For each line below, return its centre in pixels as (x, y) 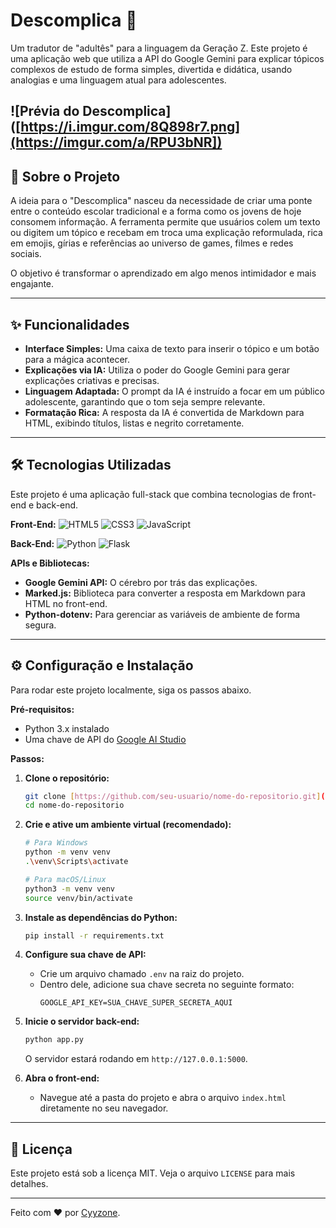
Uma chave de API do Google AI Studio (105, 739)
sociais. (26, 254)
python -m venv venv (67, 852)
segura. (40, 625)
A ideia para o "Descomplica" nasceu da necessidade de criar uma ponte (161, 201)
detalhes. (29, 1184)
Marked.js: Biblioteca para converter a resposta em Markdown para (165, 593)
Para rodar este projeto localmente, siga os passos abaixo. (131, 690)
